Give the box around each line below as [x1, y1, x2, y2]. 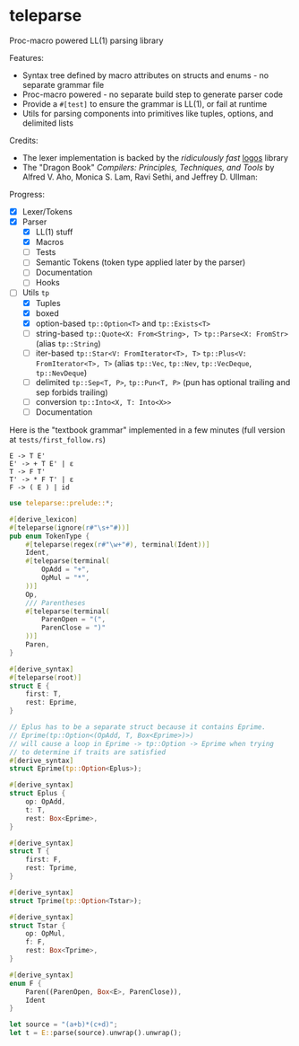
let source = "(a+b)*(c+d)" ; [9, 1020, 118, 1029]
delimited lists [21, 118, 74, 128]
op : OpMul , [25, 929, 66, 938]
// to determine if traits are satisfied [9, 747, 167, 757]
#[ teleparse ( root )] [9, 672, 82, 682]
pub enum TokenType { [9, 532, 90, 541]
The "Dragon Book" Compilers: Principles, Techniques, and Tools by [21, 162, 275, 172]
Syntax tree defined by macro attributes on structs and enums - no [21, 69, 269, 81]
